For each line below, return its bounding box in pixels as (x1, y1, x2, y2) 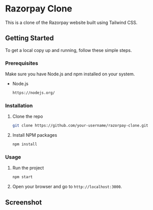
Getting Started (5, 34, 54, 42)
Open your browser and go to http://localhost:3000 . (12, 184, 122, 190)
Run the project (12, 165, 44, 171)
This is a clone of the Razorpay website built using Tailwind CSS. (5, 19, 138, 25)
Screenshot (5, 198, 42, 207)
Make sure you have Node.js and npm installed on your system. (5, 71, 135, 77)
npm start (12, 175, 33, 180)
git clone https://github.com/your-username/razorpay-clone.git (12, 123, 149, 128)
